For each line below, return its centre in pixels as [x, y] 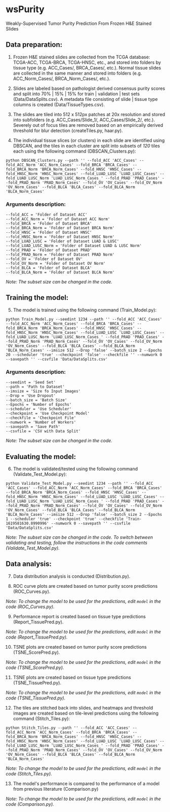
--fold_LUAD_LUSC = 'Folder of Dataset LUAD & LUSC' [62, 241]
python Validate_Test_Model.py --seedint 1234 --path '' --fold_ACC [79, 483]
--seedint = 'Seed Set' [31, 382]
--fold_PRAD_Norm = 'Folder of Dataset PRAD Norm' [60, 255]
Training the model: [37, 298]
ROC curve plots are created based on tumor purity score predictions [85, 586]
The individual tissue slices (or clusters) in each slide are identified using [89, 140]
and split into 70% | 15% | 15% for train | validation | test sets [76, 94]
